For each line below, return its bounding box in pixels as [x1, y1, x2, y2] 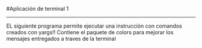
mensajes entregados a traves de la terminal [6, 35, 116, 42]
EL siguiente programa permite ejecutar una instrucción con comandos [6, 22, 182, 29]
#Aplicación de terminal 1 [6, 5, 69, 12]
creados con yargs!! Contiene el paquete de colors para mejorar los [6, 29, 174, 35]
